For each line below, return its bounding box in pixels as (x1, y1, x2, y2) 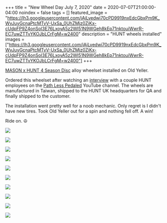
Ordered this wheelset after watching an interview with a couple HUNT (5, 77, 152, 83)
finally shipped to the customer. (5, 93, 71, 99)
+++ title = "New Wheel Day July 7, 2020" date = (5, 5, 107, 10)
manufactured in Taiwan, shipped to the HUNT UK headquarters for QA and (5, 88, 162, 93)
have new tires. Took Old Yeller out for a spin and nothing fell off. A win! (5, 108, 153, 114)
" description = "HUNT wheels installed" (78, 31, 162, 37)
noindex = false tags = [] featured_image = (19, 10, 108, 16)
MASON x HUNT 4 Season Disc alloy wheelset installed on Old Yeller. (5, 67, 149, 73)
